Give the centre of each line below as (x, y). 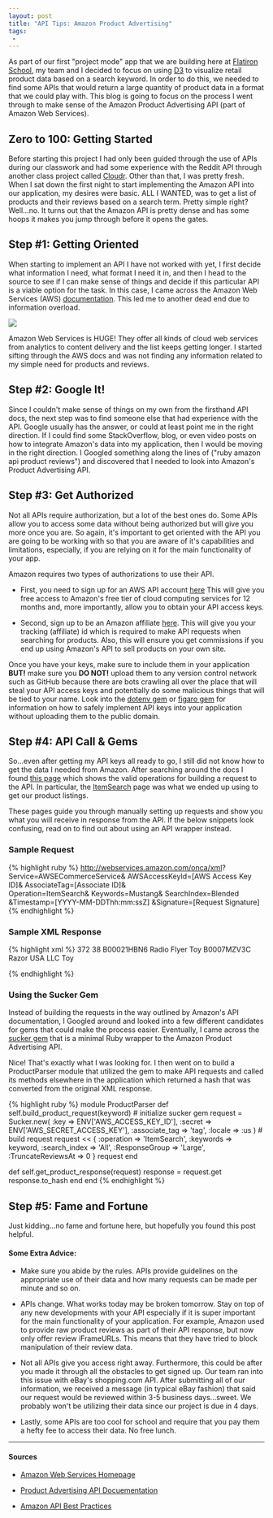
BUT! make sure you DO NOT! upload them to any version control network (133, 673)
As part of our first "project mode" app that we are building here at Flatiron (133, 62)
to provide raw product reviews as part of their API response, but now (137, 1330)
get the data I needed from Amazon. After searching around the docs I (126, 770)
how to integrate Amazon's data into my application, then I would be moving (136, 444)
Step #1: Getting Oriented (74, 245)
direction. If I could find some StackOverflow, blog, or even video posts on (133, 435)
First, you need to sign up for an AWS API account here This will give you (142, 589)
